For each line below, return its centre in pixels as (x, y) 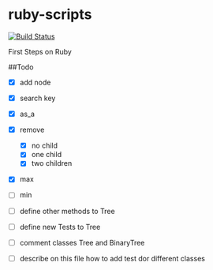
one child (46, 155)
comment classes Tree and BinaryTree (82, 242)
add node (35, 82)
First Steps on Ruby (40, 51)
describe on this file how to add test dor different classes (112, 258)
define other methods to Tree (67, 211)
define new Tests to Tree (60, 227)
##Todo (21, 67)
